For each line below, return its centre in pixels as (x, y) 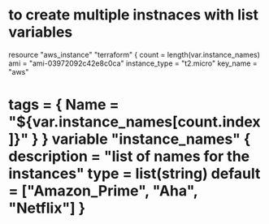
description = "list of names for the (129, 157)
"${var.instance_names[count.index (135, 122)
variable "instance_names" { (151, 139)
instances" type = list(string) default (134, 174)
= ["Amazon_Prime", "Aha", (103, 191)
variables (41, 32)
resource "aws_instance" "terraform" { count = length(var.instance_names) (134, 54)
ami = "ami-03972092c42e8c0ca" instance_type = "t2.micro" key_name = (133, 63)
